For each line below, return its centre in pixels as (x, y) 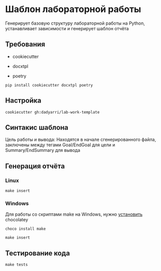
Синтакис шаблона (37, 127)
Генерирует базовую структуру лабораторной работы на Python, (75, 23)
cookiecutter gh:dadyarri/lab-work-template (52, 112)
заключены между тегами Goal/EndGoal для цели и (60, 145)
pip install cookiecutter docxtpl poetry (49, 85)
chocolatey (17, 220)
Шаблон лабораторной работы (73, 9)
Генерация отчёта (35, 166)
